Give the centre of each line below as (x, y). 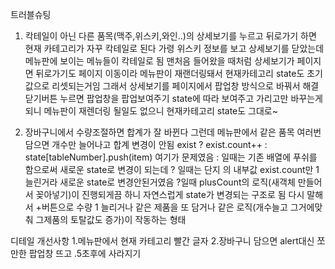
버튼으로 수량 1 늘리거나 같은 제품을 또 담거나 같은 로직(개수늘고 (164, 207)
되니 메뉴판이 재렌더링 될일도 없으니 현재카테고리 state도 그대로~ (151, 111)
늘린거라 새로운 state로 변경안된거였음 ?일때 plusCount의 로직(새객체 (160, 182)
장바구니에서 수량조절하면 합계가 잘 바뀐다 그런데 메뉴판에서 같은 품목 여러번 (173, 132)
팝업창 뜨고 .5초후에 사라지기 (85, 253)
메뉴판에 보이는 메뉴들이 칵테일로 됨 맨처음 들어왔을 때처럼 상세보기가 (159, 61)
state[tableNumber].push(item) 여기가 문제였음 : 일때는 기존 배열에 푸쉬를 (171, 157)
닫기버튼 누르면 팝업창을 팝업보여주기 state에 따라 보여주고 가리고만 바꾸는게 (173, 98)
